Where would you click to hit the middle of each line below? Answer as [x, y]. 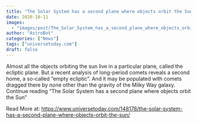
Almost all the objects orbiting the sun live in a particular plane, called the [95, 66]
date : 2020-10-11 [27, 17]
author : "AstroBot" [30, 33]
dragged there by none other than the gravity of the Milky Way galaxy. [91, 85]
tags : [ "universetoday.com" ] [42, 44]
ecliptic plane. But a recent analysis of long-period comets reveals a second [98, 72]
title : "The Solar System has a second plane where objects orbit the [94, 11]
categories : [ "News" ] [33, 39]
